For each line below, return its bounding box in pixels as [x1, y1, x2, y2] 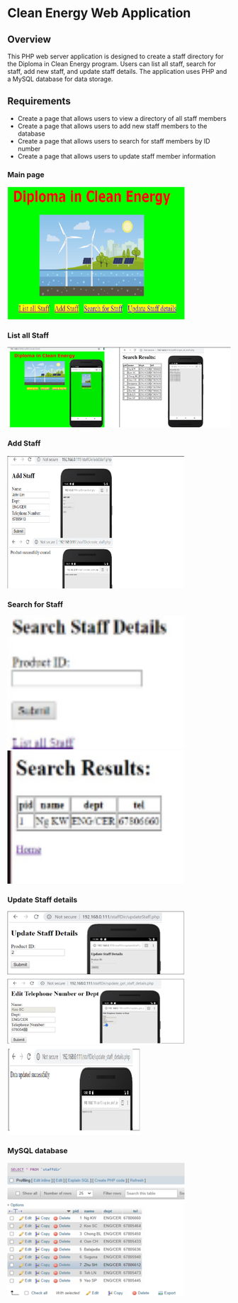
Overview [7, 33, 52, 45]
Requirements [7, 95, 71, 107]
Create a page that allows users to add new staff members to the [17, 121, 208, 130]
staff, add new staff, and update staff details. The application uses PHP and [7, 67, 227, 75]
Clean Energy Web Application [7, 5, 191, 21]
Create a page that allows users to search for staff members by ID [17, 136, 210, 145]
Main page [7, 169, 45, 179]
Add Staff [7, 438, 41, 448]
